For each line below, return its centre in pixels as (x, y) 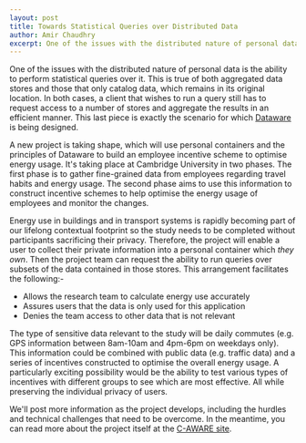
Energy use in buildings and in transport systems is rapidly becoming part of (153, 221)
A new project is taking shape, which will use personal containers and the (147, 145)
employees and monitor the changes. (79, 203)
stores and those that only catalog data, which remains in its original (138, 88)
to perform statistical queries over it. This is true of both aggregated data (146, 79)
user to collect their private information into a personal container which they (152, 250)
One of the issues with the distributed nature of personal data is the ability (148, 69)
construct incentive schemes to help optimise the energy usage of (134, 193)
